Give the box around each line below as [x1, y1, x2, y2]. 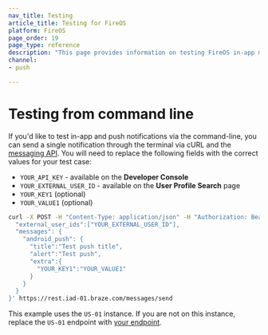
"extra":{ [29, 257, 62, 266]
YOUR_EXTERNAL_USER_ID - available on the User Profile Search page [19, 180, 241, 190]
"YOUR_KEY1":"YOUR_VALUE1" [37, 265, 127, 273]
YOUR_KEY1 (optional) [19, 189, 86, 199]
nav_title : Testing [8, 11, 73, 20]
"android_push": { [22, 235, 84, 243]
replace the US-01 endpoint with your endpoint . [8, 317, 162, 327]
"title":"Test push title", [29, 242, 124, 251]
